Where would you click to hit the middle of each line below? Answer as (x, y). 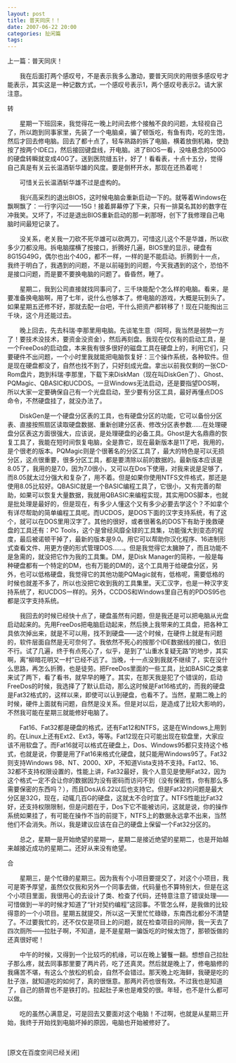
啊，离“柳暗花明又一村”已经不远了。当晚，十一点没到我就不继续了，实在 (112, 660)
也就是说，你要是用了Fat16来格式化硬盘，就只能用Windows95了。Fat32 (123, 754)
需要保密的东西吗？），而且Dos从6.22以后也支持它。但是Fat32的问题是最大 (115, 789)
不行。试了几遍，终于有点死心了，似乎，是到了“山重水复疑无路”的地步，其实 (118, 651)
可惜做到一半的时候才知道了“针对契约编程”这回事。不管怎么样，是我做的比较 (118, 905)
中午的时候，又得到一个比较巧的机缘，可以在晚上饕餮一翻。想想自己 (118, 955)
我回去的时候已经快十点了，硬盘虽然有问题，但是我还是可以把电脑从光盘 (124, 616)
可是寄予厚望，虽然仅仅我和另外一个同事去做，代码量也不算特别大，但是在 (115, 887)
